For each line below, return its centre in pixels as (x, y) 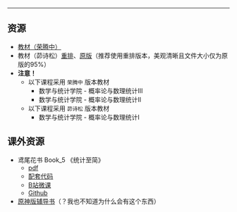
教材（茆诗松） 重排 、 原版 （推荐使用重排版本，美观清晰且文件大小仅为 (120, 55)
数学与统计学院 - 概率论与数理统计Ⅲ (91, 91)
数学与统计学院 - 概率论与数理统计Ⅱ (90, 99)
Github (38, 193)
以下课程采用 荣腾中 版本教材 (69, 82)
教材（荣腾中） (39, 46)
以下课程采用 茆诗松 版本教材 (69, 108)
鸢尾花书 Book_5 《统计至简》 (61, 160)
